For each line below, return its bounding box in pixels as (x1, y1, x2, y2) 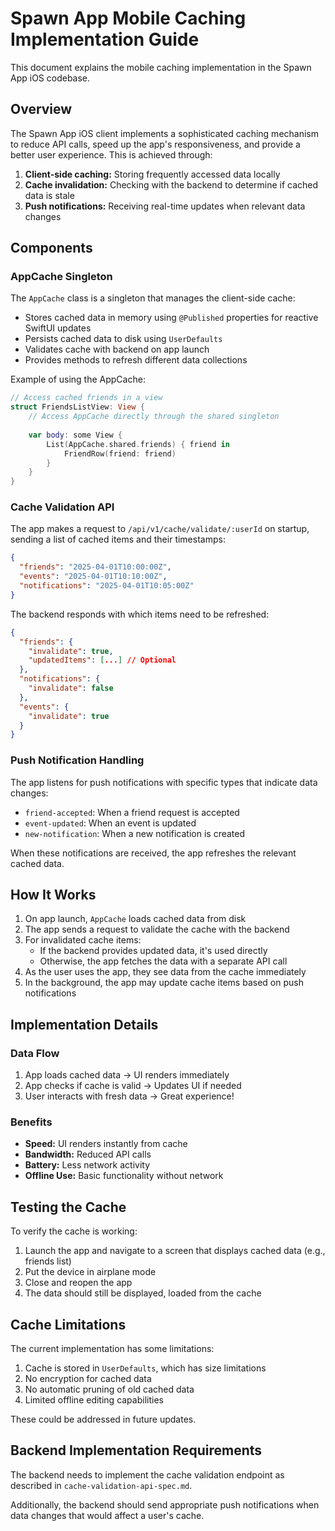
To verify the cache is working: (10, 1225, 138, 1237)
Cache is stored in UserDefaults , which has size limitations (24, 1362, 267, 1374)
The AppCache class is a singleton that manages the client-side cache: (10, 292, 296, 304)
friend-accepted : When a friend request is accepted (24, 806, 240, 818)
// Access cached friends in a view (10, 393, 163, 403)
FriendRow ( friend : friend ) (63, 448, 177, 459)
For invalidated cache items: (24, 934, 142, 946)
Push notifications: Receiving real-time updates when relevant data (24, 200, 306, 212)
